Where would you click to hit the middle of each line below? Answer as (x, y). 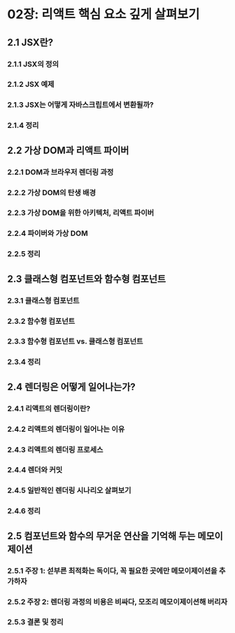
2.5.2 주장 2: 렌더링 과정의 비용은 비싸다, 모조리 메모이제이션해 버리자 (117, 602)
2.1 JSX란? (30, 42)
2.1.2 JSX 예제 (31, 85)
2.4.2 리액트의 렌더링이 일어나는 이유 (66, 429)
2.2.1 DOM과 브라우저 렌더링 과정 (60, 172)
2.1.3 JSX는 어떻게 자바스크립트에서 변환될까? (80, 105)
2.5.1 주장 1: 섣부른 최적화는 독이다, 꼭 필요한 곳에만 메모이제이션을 (113, 571)
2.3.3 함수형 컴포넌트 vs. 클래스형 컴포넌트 (75, 341)
